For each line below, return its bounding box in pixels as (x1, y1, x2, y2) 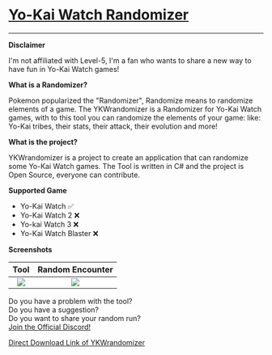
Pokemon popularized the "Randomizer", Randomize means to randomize (8, 95, 253, 105)
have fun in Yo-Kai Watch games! (8, 64, 120, 74)
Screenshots (8, 244, 53, 254)
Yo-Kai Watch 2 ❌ (19, 210, 80, 220)
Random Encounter (37, 264, 113, 275)
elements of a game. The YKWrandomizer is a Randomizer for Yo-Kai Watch (8, 104, 261, 114)
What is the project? (8, 137, 79, 146)
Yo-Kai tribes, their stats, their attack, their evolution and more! (8, 121, 219, 131)
